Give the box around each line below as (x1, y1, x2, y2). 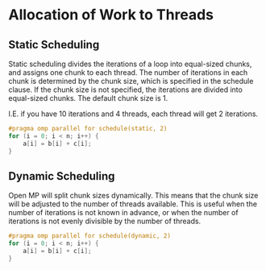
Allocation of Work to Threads (8, 6, 214, 24)
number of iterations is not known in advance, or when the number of (8, 208, 239, 218)
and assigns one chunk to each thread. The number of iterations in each (8, 68, 248, 77)
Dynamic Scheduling (8, 169, 115, 183)
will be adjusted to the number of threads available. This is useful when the (8, 199, 258, 209)
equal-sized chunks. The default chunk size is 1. (8, 93, 168, 102)
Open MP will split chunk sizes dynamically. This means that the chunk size (8, 191, 259, 201)
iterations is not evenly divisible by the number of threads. (8, 216, 202, 226)
